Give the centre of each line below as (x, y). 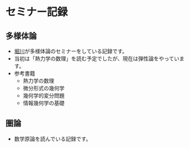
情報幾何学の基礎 (44, 103)
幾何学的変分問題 (44, 96)
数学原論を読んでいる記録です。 (53, 139)
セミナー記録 (37, 12)
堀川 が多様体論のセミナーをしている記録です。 (71, 51)
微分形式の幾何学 (44, 88)
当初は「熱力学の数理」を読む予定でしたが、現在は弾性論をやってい (96, 59)
